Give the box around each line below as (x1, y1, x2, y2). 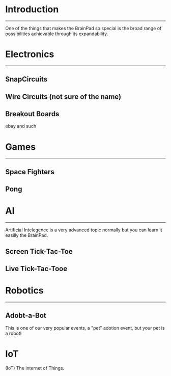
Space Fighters (5, 167, 54, 176)
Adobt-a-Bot (5, 311, 47, 320)
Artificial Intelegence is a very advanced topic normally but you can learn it (5, 227, 162, 233)
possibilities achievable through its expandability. (5, 31, 108, 37)
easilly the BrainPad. (5, 232, 48, 238)
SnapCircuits (5, 75, 47, 84)
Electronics (5, 48, 54, 60)
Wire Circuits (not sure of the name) (5, 92, 122, 101)
